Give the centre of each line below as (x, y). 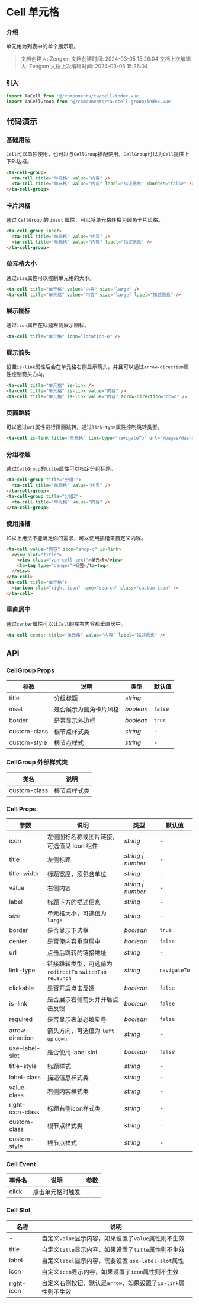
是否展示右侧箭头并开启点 (83, 999)
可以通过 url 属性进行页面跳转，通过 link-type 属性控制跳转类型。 (84, 427)
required (21, 1019)
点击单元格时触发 (57, 1192)
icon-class (24, 1112)
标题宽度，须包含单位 (77, 874)
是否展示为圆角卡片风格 (87, 710)
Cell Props (21, 809)
